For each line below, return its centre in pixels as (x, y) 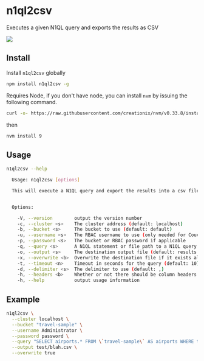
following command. (32, 102)
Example (23, 299)
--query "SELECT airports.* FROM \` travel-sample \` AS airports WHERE (103, 342)
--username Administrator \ (47, 330)
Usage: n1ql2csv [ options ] (46, 180)
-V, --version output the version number (80, 218)
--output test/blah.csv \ (45, 348)
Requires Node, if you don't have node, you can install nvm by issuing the (97, 96)
